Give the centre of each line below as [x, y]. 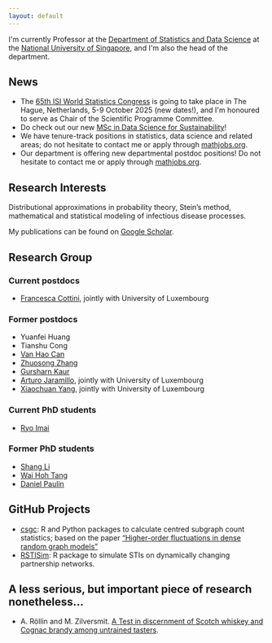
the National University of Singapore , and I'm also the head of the [118, 48]
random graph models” [59, 546]
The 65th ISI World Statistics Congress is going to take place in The [133, 102]
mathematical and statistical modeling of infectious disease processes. [127, 216]
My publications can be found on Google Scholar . [92, 232]
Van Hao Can [42, 354]
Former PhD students [52, 448]
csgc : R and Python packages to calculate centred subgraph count [132, 529]
